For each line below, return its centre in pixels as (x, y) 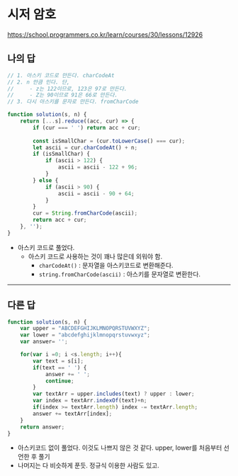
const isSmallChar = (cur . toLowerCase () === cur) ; (109, 141)
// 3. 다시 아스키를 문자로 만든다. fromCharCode (73, 102)
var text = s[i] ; (58, 361)
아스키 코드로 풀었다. (46, 247)
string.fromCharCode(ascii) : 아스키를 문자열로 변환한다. (119, 274)
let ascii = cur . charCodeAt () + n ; (85, 147)
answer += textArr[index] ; (73, 414)
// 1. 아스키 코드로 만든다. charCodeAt (61, 75)
